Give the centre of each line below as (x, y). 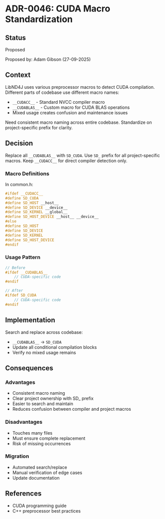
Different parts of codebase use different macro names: (62, 92)
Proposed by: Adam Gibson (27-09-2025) (48, 59)
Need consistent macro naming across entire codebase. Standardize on (79, 122)
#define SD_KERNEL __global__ (37, 212)
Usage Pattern (23, 258)
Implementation (30, 320)
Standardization (39, 19)
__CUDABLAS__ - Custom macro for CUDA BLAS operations (71, 107)
